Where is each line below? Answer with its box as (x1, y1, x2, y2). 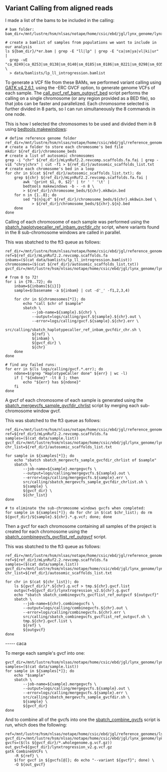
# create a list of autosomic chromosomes (5, 153, 94, 158)
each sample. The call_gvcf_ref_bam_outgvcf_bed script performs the (5, 90, 148, 96)
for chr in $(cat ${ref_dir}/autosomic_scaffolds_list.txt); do (5, 171, 141, 176)
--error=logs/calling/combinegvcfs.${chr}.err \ (23, 610, 126, 615)
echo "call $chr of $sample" (23, 301, 83, 306)
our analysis (5, 44, 32, 49)
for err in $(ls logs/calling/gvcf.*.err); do (5, 366, 103, 371)
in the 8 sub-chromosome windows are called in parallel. (5, 229, 122, 235)
